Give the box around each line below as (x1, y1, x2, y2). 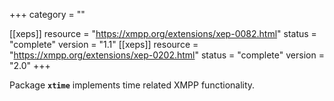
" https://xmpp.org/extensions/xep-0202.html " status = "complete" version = (9, 49, 325, 61)
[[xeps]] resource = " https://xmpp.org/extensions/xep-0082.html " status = (9, 28, 317, 39)
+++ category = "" (9, 9, 86, 20)
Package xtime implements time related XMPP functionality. (9, 79, 256, 91)
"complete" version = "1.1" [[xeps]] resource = (9, 39, 199, 50)
